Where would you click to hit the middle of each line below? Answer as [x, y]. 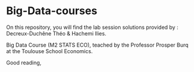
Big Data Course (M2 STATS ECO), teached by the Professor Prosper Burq [98, 45]
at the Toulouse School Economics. [50, 51]
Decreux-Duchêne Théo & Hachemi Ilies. [56, 33]
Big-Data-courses [52, 11]
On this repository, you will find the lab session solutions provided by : [92, 27]
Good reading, [24, 63]
